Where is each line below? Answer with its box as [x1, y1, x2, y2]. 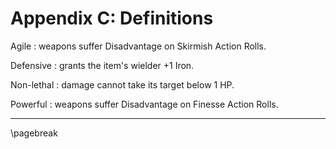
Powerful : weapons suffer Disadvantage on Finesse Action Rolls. [10, 98, 279, 110]
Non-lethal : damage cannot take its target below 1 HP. [10, 78, 235, 91]
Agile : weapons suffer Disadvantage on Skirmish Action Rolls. [10, 40, 267, 52]
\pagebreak [10, 127, 58, 139]
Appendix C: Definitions [10, 7, 214, 30]
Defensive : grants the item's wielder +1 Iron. [10, 59, 195, 71]
